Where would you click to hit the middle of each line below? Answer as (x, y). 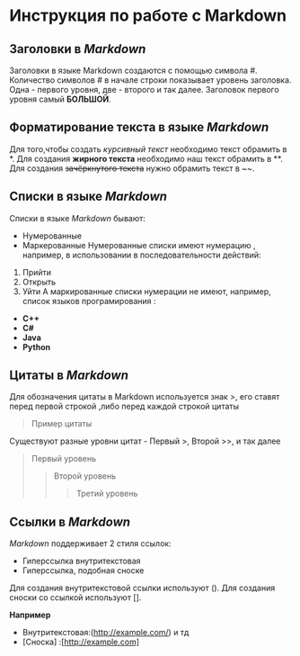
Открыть (39, 282)
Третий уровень (107, 494)
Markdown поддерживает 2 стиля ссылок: (91, 544)
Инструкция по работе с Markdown (148, 16)
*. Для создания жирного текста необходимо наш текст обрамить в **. (146, 158)
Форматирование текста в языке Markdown (139, 127)
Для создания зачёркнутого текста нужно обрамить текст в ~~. (132, 168)
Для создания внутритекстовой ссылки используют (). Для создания (142, 588)
